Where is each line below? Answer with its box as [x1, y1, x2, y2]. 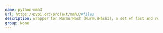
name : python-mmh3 [5, 7, 42, 12]
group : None [5, 20, 29, 26]
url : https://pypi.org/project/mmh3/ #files [5, 12, 95, 16]
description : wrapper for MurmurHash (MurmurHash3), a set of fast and [5, 16, 153, 21]
